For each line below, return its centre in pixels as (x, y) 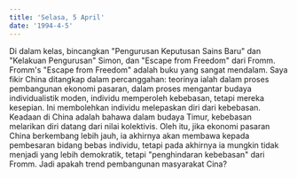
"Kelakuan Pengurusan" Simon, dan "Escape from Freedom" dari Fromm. (143, 60)
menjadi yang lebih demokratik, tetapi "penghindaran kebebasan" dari (137, 154)
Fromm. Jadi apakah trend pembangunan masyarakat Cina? (118, 164)
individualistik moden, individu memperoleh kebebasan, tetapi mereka (137, 97)
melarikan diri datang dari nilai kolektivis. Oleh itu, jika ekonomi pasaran (140, 126)
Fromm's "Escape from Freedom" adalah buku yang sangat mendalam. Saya (148, 70)
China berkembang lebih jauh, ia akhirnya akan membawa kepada (129, 135)
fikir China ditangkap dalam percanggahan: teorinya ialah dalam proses (139, 79)
